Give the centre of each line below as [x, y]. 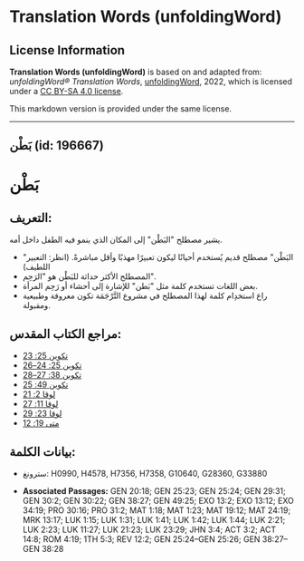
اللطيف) [36, 267]
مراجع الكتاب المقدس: [66, 334]
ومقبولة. [37, 305]
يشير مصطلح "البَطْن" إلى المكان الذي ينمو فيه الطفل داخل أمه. [116, 240]
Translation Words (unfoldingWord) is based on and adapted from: [136, 72]
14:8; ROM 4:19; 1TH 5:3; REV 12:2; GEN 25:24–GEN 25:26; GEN [141, 539]
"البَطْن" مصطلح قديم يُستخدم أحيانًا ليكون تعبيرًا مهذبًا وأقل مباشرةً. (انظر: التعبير [158, 257]
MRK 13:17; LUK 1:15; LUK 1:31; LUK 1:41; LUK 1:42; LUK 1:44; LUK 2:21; [154, 520]
